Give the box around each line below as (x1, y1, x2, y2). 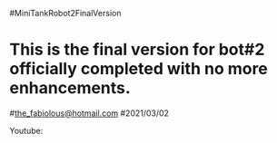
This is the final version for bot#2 (9, 40, 265, 60)
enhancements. (9, 78, 132, 99)
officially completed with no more (9, 59, 268, 80)
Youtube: (9, 125, 44, 136)
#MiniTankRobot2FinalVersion (9, 8, 122, 18)
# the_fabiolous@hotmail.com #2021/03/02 (9, 108, 170, 119)
